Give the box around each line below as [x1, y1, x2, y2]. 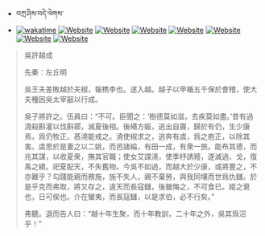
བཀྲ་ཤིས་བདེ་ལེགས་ [15, 9, 64, 18]
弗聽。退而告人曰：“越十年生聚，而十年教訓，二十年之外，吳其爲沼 [23, 209, 246, 218]
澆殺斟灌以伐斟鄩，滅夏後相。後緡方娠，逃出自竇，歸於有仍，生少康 [23, 122, 251, 131]
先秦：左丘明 [23, 67, 67, 77]
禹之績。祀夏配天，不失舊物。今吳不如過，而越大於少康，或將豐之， [23, 162, 251, 171]
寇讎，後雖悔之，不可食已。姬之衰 [136, 182, 251, 191]
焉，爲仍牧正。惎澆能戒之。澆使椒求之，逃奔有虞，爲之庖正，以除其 [23, 132, 251, 141]
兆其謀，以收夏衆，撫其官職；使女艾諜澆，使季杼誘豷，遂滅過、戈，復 [23, 152, 258, 161]
